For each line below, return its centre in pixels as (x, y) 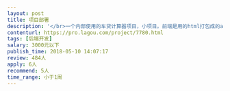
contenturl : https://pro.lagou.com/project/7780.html (86, 32)
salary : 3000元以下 (33, 45)
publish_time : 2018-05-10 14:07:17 (58, 52)
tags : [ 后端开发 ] (30, 39)
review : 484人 (27, 58)
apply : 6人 (22, 64)
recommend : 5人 (28, 70)
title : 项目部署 (28, 20)
